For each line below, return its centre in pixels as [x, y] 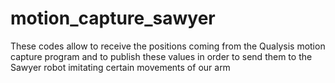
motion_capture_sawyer [113, 18]
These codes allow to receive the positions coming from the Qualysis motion [168, 46]
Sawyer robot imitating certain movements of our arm [120, 67]
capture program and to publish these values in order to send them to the [161, 56]
